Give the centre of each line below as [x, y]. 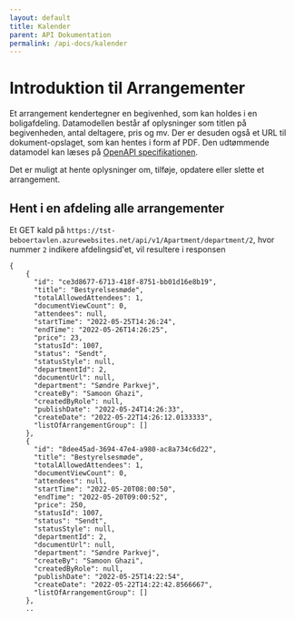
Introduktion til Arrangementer [128, 88]
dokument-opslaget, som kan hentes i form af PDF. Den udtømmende [139, 143]
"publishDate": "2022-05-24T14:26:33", [108, 410]
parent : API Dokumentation [60, 35]
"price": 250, [60, 505]
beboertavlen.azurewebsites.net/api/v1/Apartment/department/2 [132, 240]
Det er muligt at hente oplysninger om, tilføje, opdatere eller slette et [137, 170]
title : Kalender [40, 26]
